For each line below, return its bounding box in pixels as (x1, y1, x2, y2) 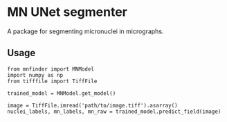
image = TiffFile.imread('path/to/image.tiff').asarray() (7, 102, 178, 109)
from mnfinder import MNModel (7, 65, 95, 73)
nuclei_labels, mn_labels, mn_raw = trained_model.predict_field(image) (7, 108, 221, 115)
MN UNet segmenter (7, 4, 128, 20)
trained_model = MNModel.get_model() (7, 89, 116, 97)
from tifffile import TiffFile (7, 78, 98, 85)
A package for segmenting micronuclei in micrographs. (7, 27, 164, 35)
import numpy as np (7, 71, 64, 78)
